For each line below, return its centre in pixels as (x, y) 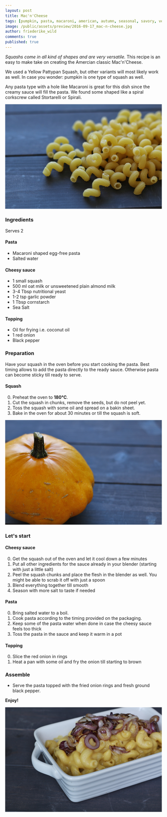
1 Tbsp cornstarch (31, 302)
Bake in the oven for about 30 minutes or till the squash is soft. (76, 413)
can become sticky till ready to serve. (43, 375)
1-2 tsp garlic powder (34, 297)
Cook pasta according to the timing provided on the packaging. (77, 618)
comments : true (21, 37)
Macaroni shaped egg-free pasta (46, 253)
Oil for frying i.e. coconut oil (41, 330)
